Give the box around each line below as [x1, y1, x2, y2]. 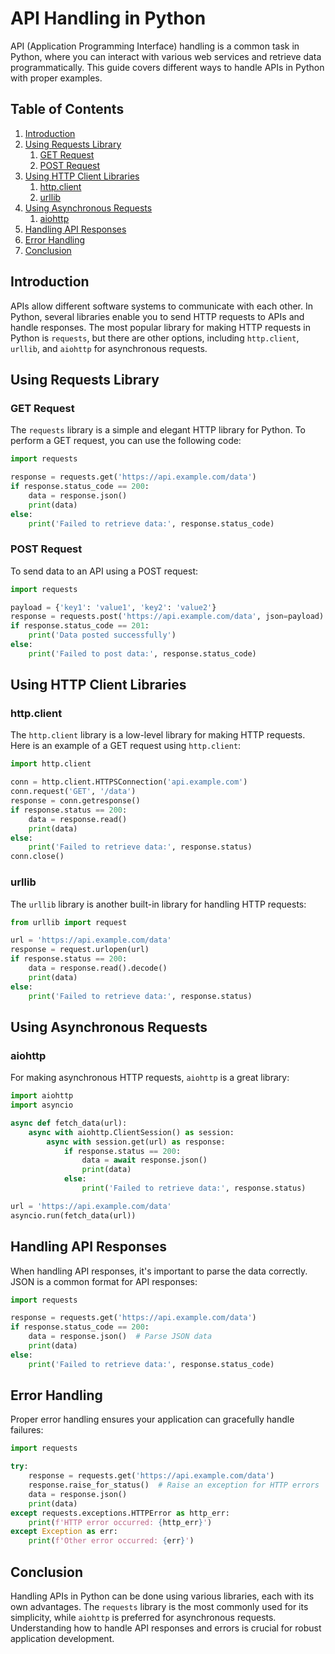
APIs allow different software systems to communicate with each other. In [10, 300, 313, 312]
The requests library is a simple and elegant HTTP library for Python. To [10, 424, 306, 436]
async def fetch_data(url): [10, 1118, 128, 1128]
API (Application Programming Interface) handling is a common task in [10, 40, 300, 52]
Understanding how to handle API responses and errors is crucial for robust [10, 1622, 322, 1634]
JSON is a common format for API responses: [10, 1275, 198, 1287]
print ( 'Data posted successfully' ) [28, 630, 177, 641]
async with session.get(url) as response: [46, 1137, 226, 1147]
